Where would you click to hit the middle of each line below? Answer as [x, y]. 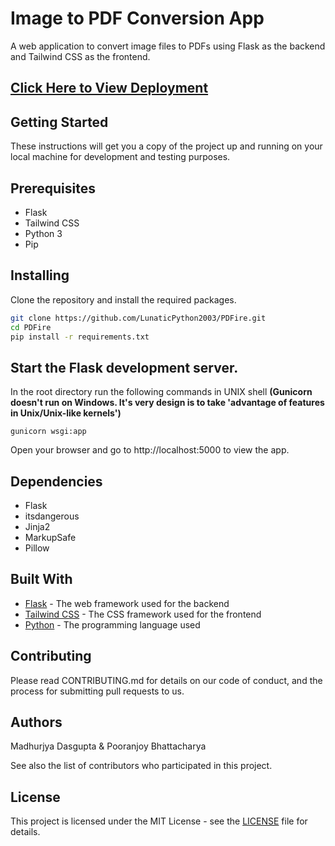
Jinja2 [37, 527]
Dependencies [56, 481]
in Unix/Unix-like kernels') [66, 413]
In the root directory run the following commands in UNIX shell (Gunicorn [161, 392]
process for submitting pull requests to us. [97, 691]
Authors [36, 722]
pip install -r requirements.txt [80, 337]
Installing [40, 275]
